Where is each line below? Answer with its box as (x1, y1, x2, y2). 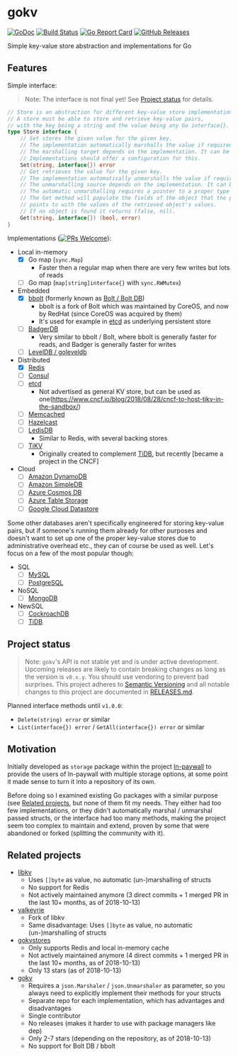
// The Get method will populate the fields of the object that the (20, 195, 227, 202)
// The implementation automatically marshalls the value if (20, 141, 204, 149)
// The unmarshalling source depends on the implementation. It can (20, 181, 227, 188)
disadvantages (28, 1004, 72, 1013)
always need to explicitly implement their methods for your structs (28, 989, 222, 997)
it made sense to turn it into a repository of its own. (7, 777, 157, 785)
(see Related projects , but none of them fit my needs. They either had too (7, 798, 222, 807)
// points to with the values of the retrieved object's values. (20, 201, 217, 208)
